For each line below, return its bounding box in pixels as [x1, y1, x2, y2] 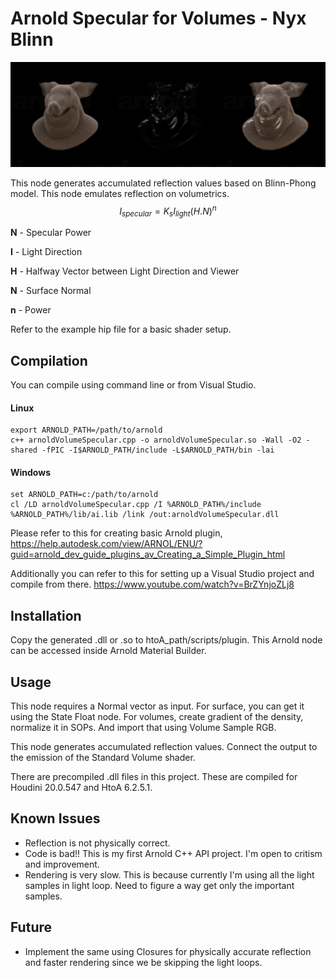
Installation [10, 607, 82, 624]
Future [10, 919, 53, 936]
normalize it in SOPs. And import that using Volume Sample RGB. [10, 722, 277, 734]
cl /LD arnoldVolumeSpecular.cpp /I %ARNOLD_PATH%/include [10, 500, 262, 510]
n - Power [10, 304, 52, 316]
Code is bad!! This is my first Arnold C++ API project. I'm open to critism [24, 847, 323, 859]
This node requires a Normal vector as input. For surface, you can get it [10, 700, 305, 712]
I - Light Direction [10, 246, 83, 258]
